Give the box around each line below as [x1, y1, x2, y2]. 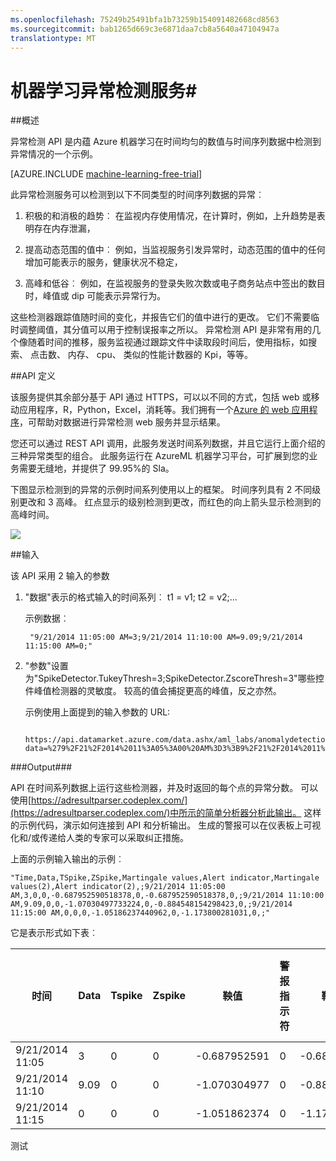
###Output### [10, 761, 73, 773]
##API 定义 [10, 370, 57, 382]
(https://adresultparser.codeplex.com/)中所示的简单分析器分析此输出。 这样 [10, 807, 322, 819]
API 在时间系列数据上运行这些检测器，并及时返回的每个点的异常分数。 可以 [10, 782, 319, 794]
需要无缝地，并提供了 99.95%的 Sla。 [18, 462, 175, 475]
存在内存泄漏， [33, 222, 96, 235]
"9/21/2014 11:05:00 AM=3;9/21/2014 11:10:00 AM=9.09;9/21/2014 [29, 632, 303, 643]
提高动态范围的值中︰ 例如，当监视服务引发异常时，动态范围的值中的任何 [24, 244, 326, 256]
